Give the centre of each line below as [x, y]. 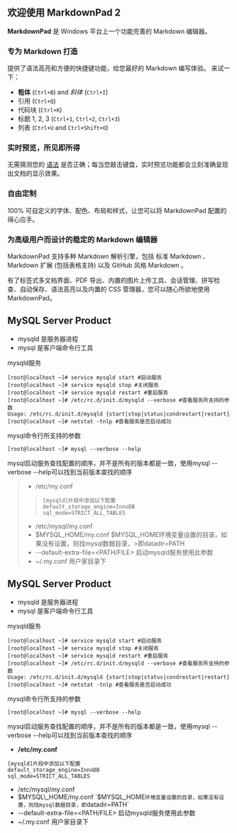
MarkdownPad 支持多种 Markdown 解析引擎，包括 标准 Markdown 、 [108, 256]
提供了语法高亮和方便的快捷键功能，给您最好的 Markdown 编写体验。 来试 [116, 68]
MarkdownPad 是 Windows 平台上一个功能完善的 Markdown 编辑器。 [109, 31]
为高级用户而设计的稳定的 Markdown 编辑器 [83, 239]
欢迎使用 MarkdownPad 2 [64, 13]
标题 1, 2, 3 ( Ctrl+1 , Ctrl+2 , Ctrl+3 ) [69, 119]
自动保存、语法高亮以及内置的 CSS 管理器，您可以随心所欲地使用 [115, 289]
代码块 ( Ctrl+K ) [40, 110]
